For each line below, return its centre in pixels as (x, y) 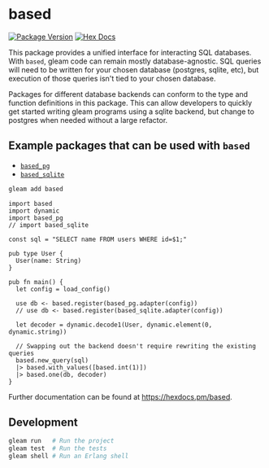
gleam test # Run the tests (58, 448)
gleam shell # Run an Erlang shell (69, 457)
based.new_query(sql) (52, 360)
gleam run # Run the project (61, 441)
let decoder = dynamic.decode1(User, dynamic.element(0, (114, 325)
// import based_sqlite (49, 225)
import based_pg (36, 218)
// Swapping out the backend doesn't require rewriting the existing (136, 346)
